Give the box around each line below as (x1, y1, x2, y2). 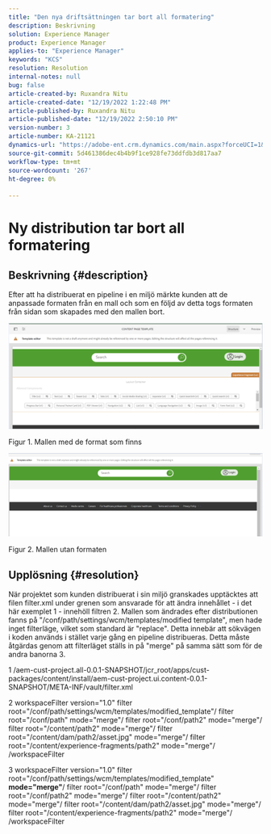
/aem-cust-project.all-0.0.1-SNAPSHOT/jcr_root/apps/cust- (13, 664, 210, 674)
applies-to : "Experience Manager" (8, 47, 125, 56)
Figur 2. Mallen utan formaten (8, 545, 107, 555)
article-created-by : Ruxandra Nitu (8, 90, 128, 98)
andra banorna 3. (8, 649, 66, 659)
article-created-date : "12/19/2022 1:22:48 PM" (8, 98, 172, 107)
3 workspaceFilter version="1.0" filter (8, 765, 133, 774)
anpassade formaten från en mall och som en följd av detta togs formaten (8, 299, 253, 308)
